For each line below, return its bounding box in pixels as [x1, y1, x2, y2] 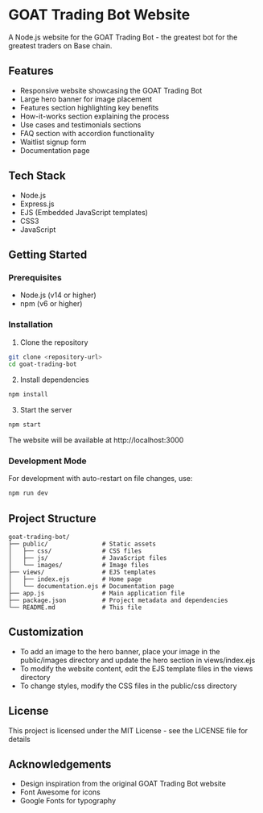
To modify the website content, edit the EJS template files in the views [19, 663, 253, 674]
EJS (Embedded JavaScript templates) [19, 207, 149, 217]
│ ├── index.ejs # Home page [8, 575, 142, 583]
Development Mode [8, 455, 87, 467]
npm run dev [8, 489, 48, 497]
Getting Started [8, 247, 88, 261]
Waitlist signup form [19, 137, 87, 147]
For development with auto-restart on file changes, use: [8, 474, 193, 483]
